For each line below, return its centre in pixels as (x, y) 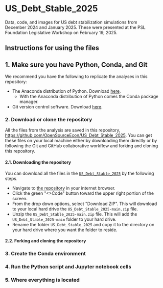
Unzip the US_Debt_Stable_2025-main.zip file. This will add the (75, 214)
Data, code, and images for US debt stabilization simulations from (71, 22)
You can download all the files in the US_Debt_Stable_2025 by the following (80, 173)
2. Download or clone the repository (49, 120)
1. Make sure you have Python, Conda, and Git (76, 65)
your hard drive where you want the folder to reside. (65, 230)
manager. (29, 102)
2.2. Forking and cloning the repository (46, 241)
